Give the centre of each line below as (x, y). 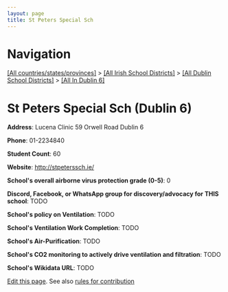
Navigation (39, 54)
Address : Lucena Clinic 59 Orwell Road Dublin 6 (76, 127)
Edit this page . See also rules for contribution (71, 281)
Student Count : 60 (34, 154)
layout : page (26, 13)
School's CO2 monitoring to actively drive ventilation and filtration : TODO (114, 255)
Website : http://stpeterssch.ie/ (51, 167)
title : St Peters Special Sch (50, 20)
